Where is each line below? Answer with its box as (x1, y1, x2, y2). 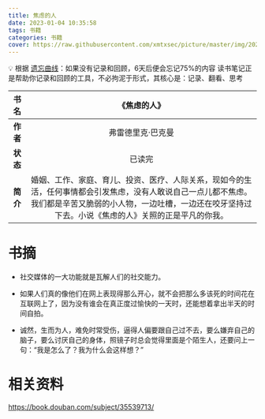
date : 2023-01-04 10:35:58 (8, 19, 97, 27)
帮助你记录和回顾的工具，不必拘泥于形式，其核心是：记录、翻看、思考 (14, 73, 243, 83)
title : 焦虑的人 (8, 11, 57, 20)
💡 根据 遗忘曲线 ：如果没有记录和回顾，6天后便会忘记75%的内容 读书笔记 (8, 64, 246, 73)
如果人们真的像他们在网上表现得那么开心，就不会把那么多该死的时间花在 (19, 289, 255, 298)
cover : (8, 41, 30, 49)
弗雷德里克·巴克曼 (108, 127, 175, 138)
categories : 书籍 (8, 33, 63, 42)
